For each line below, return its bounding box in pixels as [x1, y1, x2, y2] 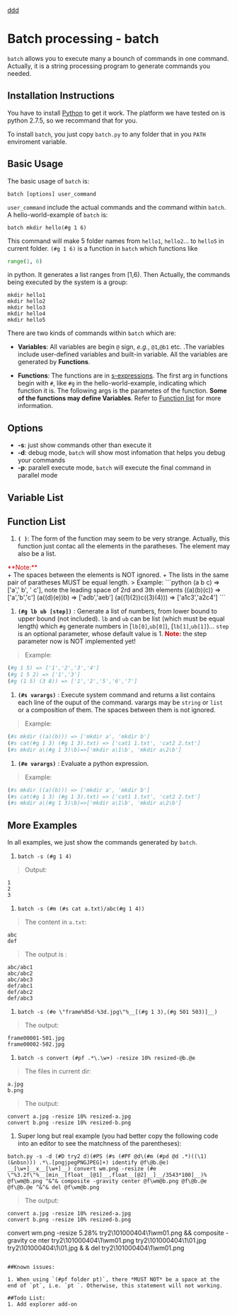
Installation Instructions [7, 90, 115, 102]
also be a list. [17, 549, 57, 558]
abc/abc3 [7, 976, 33, 983]
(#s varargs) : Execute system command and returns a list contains [17, 691, 216, 699]
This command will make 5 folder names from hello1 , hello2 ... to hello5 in [7, 237, 224, 245]
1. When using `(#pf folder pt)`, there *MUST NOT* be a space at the [7, 1276, 220, 1283]
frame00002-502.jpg [7, 1041, 65, 1048]
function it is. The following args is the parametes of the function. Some [17, 386, 228, 395]
